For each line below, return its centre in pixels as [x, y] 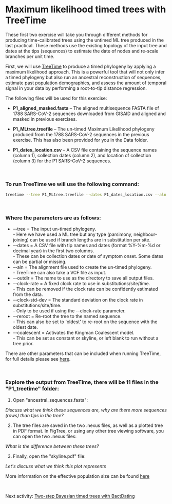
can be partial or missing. [40, 262]
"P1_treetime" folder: [32, 389]
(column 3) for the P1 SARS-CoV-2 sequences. [62, 161]
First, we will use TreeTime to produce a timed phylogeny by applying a [81, 66]
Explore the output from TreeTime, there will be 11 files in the [82, 382]
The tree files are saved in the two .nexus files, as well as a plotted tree [88, 425]
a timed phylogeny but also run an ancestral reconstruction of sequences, [83, 77]
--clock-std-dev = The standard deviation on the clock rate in [78, 300]
